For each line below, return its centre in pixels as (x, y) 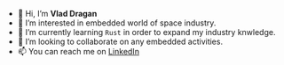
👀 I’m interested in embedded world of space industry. (117, 23)
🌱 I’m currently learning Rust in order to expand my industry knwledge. (146, 32)
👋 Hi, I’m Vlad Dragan (57, 14)
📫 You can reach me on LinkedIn (79, 51)
